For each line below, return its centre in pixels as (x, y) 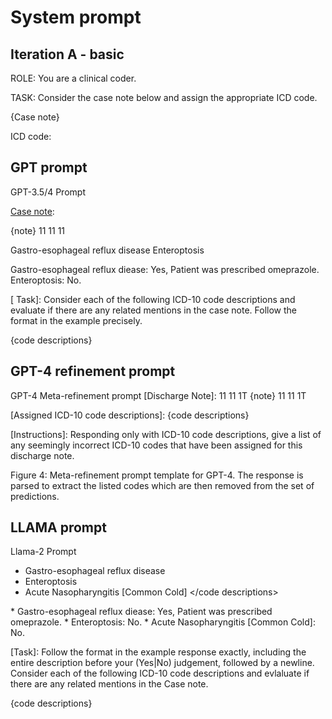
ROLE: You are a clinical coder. (73, 78)
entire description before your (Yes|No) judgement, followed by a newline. (162, 663)
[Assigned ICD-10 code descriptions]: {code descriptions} (130, 415)
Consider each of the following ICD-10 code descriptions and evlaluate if (160, 673)
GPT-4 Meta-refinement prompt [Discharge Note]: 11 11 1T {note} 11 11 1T (158, 395)
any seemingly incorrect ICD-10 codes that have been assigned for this (156, 445)
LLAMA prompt (58, 527)
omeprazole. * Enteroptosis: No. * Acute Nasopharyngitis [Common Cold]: (163, 622)
